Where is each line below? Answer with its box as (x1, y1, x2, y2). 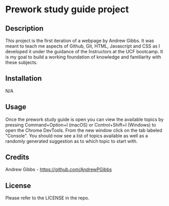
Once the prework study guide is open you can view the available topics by (5, 116, 164, 122)
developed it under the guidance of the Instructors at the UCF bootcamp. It (5, 49, 163, 54)
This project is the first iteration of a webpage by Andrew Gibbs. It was (5, 37, 155, 44)
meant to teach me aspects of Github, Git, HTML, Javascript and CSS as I (5, 43, 160, 49)
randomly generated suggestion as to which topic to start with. (5, 138, 138, 144)
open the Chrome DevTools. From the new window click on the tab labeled (5, 127, 162, 133)
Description (5, 24, 44, 33)
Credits (5, 153, 30, 162)
